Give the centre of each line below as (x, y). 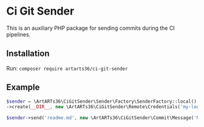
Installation (28, 54)
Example (23, 87)
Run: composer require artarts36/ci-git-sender (67, 68)
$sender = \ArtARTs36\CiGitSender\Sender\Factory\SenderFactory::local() (102, 101)
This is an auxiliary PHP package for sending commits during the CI (90, 28)
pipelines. (19, 34)
